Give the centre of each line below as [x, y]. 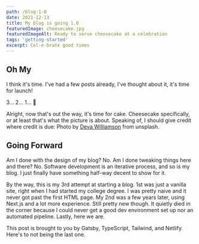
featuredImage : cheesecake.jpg [45, 29]
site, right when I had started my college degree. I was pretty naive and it [97, 191]
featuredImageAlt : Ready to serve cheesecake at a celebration [87, 34]
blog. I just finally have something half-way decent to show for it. [86, 172]
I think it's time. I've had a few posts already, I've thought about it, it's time [98, 84]
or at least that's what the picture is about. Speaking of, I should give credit [99, 120]
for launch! [19, 90]
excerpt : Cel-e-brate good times [48, 46]
